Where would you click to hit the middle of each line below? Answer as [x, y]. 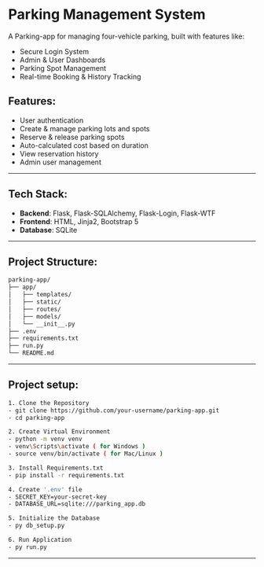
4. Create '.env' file [45, 489]
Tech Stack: [38, 194]
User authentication [51, 120]
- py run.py [27, 547]
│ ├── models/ [35, 316]
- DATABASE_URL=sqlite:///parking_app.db [77, 504]
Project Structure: [53, 261]
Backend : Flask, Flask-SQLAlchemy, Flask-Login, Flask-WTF [117, 213]
